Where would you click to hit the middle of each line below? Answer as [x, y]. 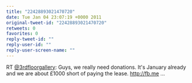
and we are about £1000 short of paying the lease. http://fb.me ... [86, 73]
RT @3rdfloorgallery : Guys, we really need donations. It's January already [96, 67]
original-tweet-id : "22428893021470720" [57, 23]
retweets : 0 [21, 28]
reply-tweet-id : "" [30, 39]
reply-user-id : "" [29, 45]
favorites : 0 [22, 34]
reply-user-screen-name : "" [41, 50]
